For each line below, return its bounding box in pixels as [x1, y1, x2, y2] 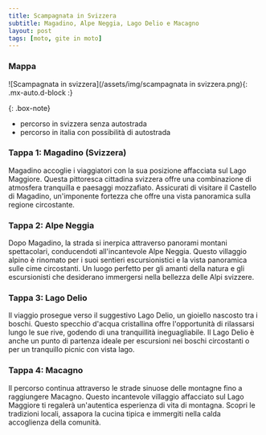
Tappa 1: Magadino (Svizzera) [8, 147, 127, 158]
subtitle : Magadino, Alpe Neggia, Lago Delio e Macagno [8, 19, 199, 27]
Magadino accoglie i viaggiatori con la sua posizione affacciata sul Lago [8, 166, 247, 175]
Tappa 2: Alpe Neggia [8, 220, 95, 231]
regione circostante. [8, 199, 75, 209]
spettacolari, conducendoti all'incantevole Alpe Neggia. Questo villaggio [8, 247, 248, 256]
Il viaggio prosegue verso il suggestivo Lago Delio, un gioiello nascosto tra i [8, 310, 259, 320]
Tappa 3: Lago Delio [8, 293, 88, 304]
